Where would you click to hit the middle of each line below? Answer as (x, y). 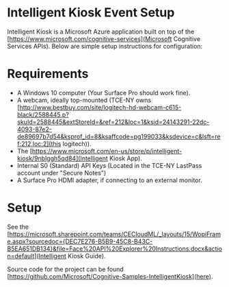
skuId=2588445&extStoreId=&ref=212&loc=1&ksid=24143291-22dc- (113, 122)
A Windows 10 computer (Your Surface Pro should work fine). (104, 92)
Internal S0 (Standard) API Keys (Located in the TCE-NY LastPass (109, 165)
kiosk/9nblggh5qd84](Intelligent (62, 158)
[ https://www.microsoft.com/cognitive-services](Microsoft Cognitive (104, 38)
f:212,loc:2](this (39, 143)
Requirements (48, 74)
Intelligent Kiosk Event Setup (91, 13)
